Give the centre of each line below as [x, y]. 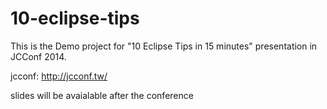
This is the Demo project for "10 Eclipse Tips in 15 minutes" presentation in [164, 46]
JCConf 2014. [38, 56]
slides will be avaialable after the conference [102, 95]
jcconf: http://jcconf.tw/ [59, 76]
